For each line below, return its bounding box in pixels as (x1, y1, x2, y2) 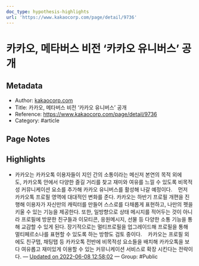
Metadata (6, 81, 43, 91)
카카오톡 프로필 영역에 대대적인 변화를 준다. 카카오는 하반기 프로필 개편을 (14, 193, 184, 200)
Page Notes (6, 134, 50, 144)
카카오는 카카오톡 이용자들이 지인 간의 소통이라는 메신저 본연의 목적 (14, 171, 171, 178)
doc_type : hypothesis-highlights (6, 8, 89, 15)
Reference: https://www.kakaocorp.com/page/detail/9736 (14, 110, 157, 117)
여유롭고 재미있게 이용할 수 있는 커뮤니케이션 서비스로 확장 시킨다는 (21, 245, 178, 252)
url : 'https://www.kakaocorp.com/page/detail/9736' (6, 14, 137, 20)
